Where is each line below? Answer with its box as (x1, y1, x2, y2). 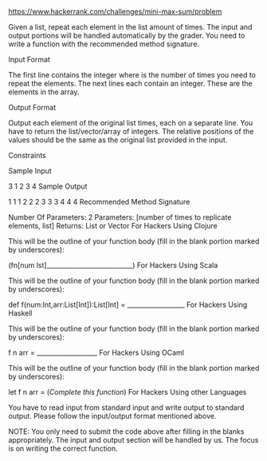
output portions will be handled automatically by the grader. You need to (8, 31, 245, 40)
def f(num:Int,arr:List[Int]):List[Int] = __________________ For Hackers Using (8, 300, 248, 309)
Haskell (8, 308, 33, 318)
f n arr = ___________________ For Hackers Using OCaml (8, 348, 185, 357)
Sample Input (8, 166, 52, 175)
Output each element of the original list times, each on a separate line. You (8, 118, 253, 127)
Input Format (8, 55, 50, 64)
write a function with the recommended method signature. (8, 39, 200, 49)
